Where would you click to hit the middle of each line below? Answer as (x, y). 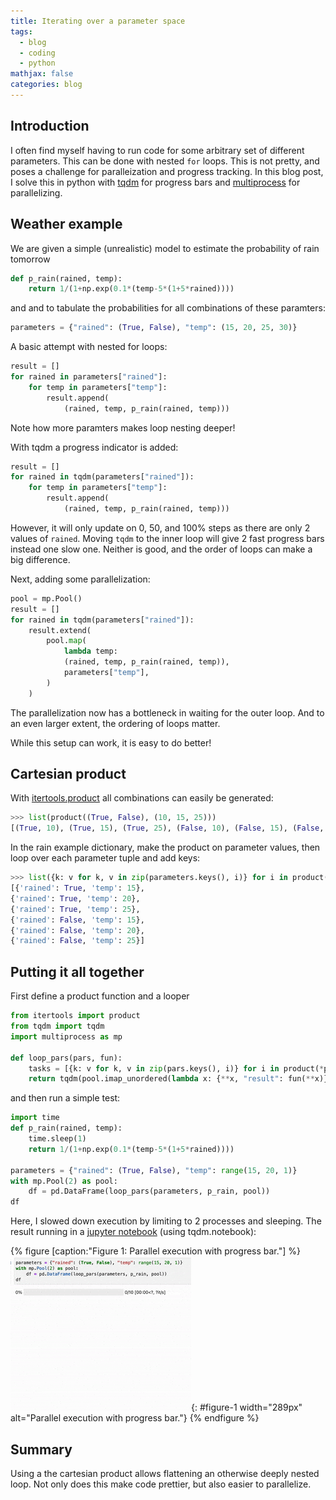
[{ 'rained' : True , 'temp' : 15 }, (77, 888)
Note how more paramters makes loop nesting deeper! (123, 427)
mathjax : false (42, 74)
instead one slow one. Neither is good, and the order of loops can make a (161, 549)
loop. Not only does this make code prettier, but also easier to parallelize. (161, 1484)
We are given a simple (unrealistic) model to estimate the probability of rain (165, 248)
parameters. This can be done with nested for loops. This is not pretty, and (165, 161)
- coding (37, 53)
